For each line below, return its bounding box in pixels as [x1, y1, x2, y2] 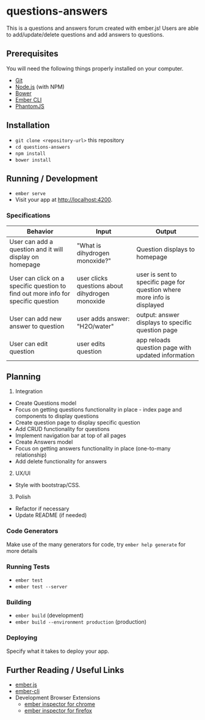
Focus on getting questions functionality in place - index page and [15, 406, 182, 413]
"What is [76, 241, 102, 249]
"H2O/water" [76, 322, 114, 330]
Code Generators [6, 527, 59, 535]
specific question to [9, 282, 66, 290]
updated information [136, 351, 195, 359]
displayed [136, 301, 165, 309]
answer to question [9, 322, 65, 330]
